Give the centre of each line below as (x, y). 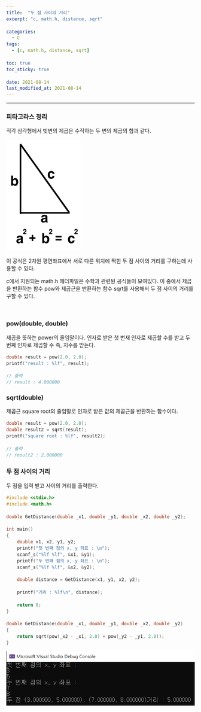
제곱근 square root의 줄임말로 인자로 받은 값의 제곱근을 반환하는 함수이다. (92, 411)
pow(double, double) (37, 324)
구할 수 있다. (21, 296)
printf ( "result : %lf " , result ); (48, 363)
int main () (20, 530)
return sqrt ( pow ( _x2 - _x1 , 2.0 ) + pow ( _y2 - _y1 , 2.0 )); (91, 637)
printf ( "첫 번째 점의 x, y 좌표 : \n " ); (64, 548)
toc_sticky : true (28, 69)
